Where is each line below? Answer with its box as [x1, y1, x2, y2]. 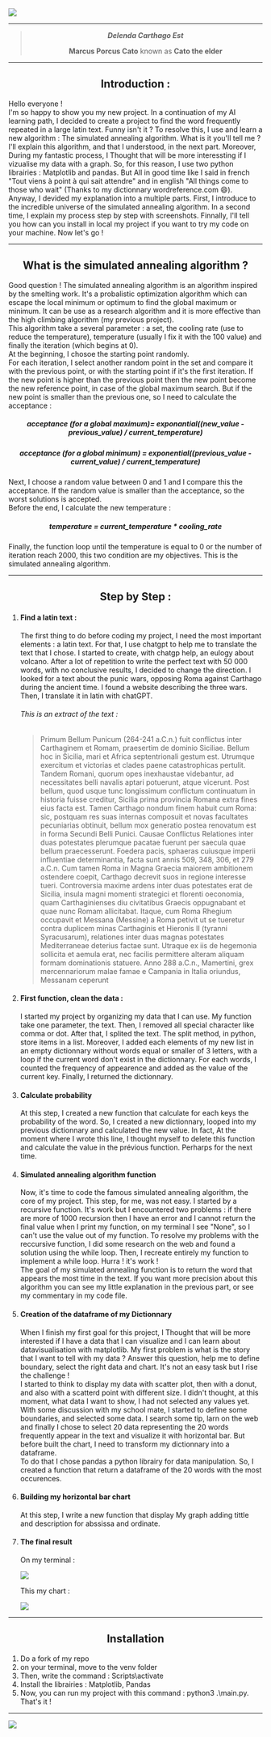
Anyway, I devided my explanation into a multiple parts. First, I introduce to [8, 193, 256, 203]
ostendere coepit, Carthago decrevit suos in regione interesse [40, 871, 247, 881]
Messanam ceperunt [40, 975, 109, 985]
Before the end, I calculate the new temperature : [8, 502, 172, 512]
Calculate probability [19, 1090, 93, 1099]
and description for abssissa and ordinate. [19, 1519, 161, 1528]
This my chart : [19, 1586, 70, 1595]
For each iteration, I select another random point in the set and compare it [8, 358, 253, 367]
